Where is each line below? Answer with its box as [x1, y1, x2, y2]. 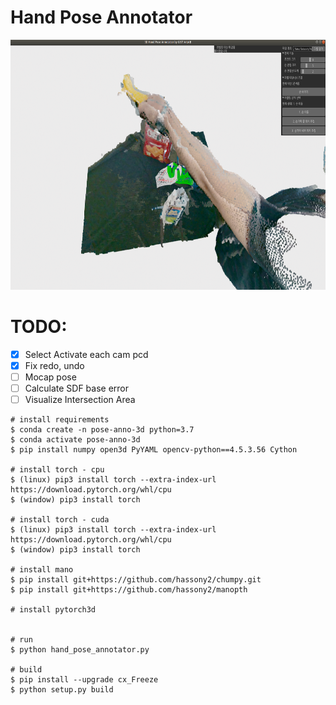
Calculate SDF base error [24, 382, 130, 395]
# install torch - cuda [10, 515, 110, 525]
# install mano [10, 565, 74, 575]
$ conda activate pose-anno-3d [10, 435, 141, 445]
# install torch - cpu [10, 465, 105, 475]
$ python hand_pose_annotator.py [10, 645, 150, 655]
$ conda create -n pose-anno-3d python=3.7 [10, 425, 195, 435]
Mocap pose [24, 371, 77, 383]
